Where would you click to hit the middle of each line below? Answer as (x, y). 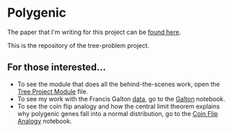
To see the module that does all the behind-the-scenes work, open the (119, 84)
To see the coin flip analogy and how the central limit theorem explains (119, 106)
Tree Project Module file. (53, 91)
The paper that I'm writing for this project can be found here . (94, 32)
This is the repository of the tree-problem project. (78, 45)
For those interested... (57, 67)
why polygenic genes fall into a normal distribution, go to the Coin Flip (118, 113)
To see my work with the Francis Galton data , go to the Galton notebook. (121, 99)
